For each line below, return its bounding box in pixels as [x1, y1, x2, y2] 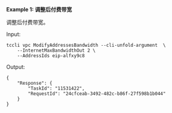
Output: [6, 63, 25, 70]
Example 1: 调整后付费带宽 [6, 6, 72, 13]
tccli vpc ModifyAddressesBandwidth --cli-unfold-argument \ [6, 42, 166, 48]
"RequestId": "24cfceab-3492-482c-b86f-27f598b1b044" [28, 91, 166, 97]
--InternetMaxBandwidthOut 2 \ [17, 47, 96, 53]
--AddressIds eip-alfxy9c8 [17, 53, 85, 59]
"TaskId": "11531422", [28, 85, 85, 91]
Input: [6, 31, 21, 38]
